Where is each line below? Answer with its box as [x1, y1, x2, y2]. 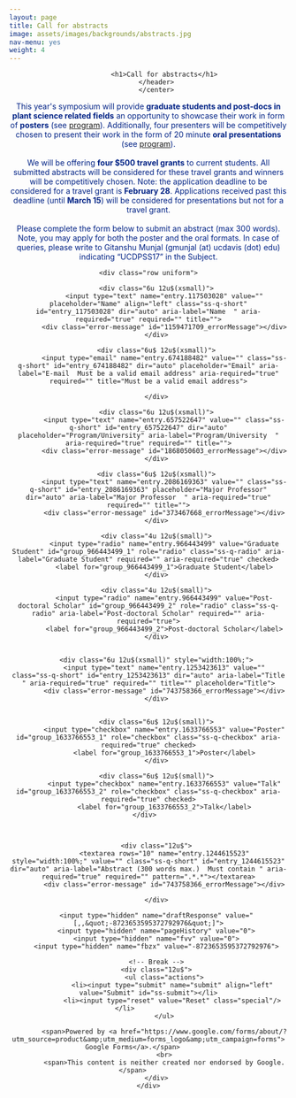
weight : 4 [9, 46, 46, 55]
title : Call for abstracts [9, 21, 109, 30]
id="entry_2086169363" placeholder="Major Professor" [65, 486, 268, 495]
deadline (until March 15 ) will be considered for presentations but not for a [12, 196, 285, 206]
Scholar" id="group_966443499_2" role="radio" [53, 602, 228, 610]
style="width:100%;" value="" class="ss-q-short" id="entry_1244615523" [11, 857, 285, 866]
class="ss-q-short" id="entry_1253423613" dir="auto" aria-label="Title [11, 672, 285, 680]
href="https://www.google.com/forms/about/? [120, 1027, 287, 1036]
